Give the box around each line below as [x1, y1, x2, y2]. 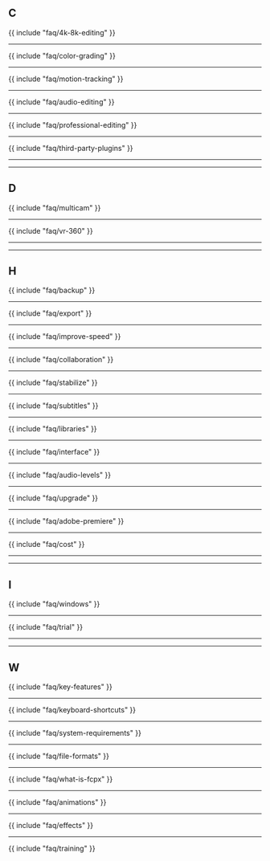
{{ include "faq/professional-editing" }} [8, 120, 137, 129]
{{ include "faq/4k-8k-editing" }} [8, 27, 116, 37]
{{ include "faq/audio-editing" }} [8, 96, 115, 107]
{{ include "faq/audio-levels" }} [8, 470, 111, 480]
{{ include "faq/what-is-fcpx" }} [8, 774, 113, 784]
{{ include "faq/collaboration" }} [8, 355, 114, 365]
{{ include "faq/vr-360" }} [8, 226, 94, 235]
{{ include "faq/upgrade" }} [8, 493, 99, 503]
